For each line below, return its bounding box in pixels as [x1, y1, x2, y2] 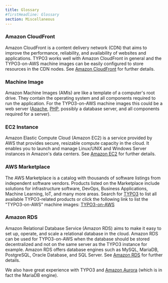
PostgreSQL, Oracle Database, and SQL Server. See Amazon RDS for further [5, 251, 163, 258]
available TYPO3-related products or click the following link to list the [5, 196, 148, 202]
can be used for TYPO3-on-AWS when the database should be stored [5, 236, 150, 242]
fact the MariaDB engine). [5, 272, 59, 278]
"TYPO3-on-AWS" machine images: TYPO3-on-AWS [5, 201, 115, 207]
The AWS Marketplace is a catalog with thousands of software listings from [5, 175, 161, 181]
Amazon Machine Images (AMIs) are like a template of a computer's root [5, 90, 155, 96]
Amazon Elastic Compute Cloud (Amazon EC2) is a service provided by [5, 135, 152, 141]
